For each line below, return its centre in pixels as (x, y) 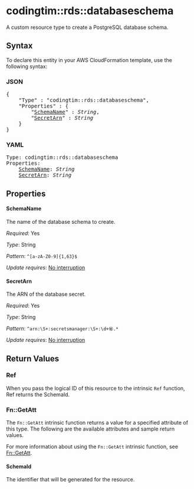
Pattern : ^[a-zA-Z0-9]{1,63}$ (42, 256)
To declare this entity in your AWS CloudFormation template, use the (89, 60)
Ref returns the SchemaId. (38, 395)
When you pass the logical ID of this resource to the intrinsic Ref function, (96, 388)
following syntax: (27, 66)
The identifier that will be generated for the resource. (70, 480)
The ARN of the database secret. (46, 294)
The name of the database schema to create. (61, 221)
